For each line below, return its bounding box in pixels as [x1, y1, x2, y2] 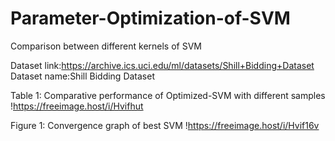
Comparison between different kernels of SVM [10, 40, 202, 52]
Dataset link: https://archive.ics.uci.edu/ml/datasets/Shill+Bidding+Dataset [10, 59, 315, 71]
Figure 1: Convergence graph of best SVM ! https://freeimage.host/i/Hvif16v [10, 119, 320, 131]
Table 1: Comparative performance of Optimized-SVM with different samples [10, 89, 326, 101]
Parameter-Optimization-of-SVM [10, 7, 291, 30]
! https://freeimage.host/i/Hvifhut [10, 100, 144, 112]
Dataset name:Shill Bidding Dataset [10, 70, 155, 82]
